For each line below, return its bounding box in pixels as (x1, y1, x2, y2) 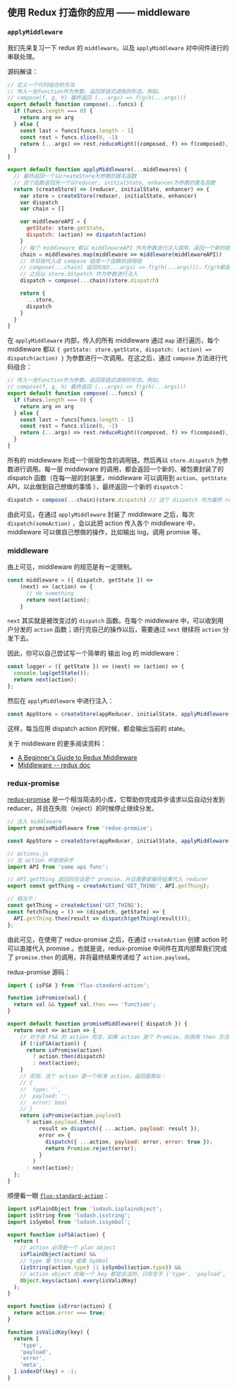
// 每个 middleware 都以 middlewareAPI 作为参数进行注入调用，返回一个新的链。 (20, 244, 236, 252)
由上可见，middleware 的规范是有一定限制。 (7, 563, 136, 571)
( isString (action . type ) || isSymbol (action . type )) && (20, 1264, 181, 1271)
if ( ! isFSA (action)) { (20, 1040, 87, 1047)
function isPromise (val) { (7, 995, 87, 1002)
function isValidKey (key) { (7, 1328, 90, 1336)
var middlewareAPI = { (20, 218, 87, 226)
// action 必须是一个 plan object (20, 1244, 116, 1251)
